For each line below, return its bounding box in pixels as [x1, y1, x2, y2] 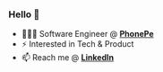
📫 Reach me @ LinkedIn [21, 52, 114, 63]
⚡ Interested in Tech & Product [21, 39, 134, 49]
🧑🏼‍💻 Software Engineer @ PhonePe [21, 29, 154, 40]
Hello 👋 [8, 8, 40, 21]
